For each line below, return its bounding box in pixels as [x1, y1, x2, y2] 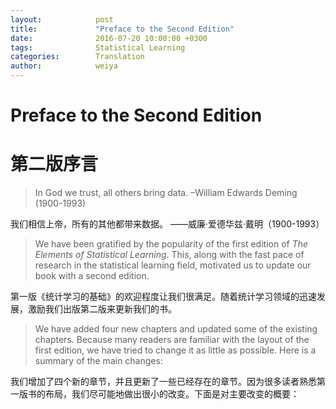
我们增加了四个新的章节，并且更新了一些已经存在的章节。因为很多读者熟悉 [10, 376, 317, 388]
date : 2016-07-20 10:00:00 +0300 [10, 33, 208, 43]
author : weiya [10, 61, 118, 71]
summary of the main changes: [34, 355, 163, 367]
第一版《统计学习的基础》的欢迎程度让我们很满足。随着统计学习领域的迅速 [10, 291, 317, 303]
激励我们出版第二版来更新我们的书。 [27, 303, 177, 315]
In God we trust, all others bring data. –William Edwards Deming [34, 187, 298, 199]
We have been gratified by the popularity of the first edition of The [34, 238, 309, 250]
